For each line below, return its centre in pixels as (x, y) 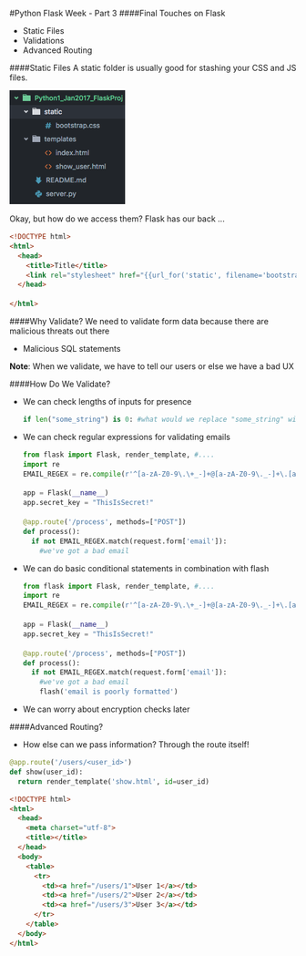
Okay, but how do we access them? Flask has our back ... (117, 219)
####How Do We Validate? (60, 384)
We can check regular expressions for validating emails (126, 437)
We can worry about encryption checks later (106, 709)
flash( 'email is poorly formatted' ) (109, 692)
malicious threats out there (60, 331)
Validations (43, 41)
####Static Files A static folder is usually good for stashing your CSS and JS (153, 68)
